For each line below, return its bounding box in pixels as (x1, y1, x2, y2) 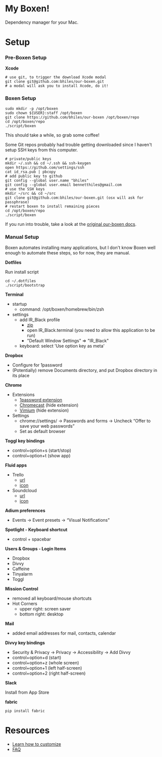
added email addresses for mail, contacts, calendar (12, 630, 116, 636)
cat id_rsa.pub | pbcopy (5, 169, 56, 174)
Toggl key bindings (5, 438, 45, 444)
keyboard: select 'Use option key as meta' (19, 343, 105, 349)
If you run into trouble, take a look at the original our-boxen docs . (5, 221, 136, 227)
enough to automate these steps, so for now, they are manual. (5, 250, 131, 256)
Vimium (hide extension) (19, 407, 69, 413)
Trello (12, 472, 24, 478)
